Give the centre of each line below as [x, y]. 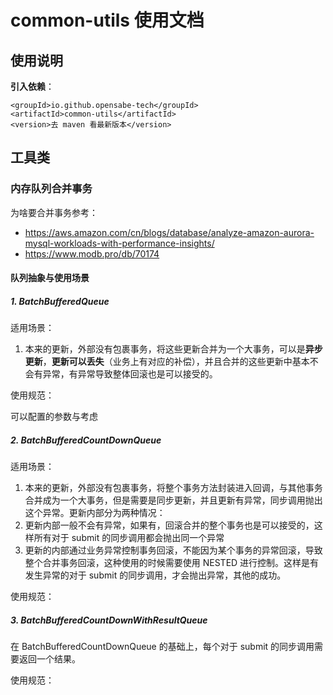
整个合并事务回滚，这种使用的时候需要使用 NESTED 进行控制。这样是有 [172, 563]
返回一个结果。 [49, 659]
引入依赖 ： [32, 86]
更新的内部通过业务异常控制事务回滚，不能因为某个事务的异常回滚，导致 [173, 550]
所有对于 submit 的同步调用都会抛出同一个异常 [129, 538]
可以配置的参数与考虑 [54, 417]
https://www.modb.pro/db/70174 [92, 253]
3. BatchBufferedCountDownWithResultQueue [109, 620]
